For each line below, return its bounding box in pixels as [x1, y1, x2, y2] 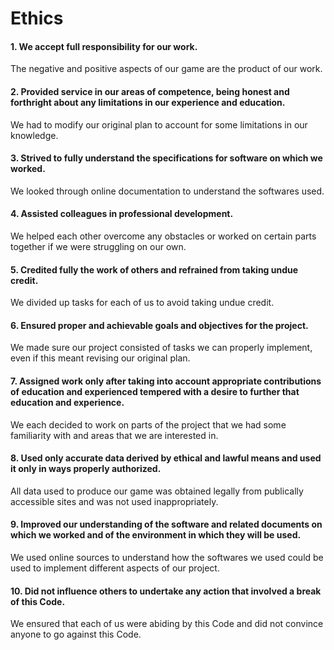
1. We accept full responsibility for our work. [10, 40, 198, 52]
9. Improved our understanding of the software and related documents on [10, 518, 323, 531]
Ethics [10, 7, 64, 30]
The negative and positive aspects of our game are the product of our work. [10, 63, 323, 75]
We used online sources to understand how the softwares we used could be [10, 552, 324, 564]
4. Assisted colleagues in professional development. [10, 208, 234, 220]
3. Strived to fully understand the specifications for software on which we [10, 152, 323, 164]
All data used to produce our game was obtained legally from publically [10, 485, 304, 497]
